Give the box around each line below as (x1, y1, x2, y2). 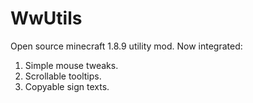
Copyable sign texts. (24, 80, 110, 92)
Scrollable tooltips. (24, 70, 102, 82)
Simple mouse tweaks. (24, 59, 119, 71)
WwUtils (10, 7, 83, 30)
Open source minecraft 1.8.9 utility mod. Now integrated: (10, 40, 243, 52)
